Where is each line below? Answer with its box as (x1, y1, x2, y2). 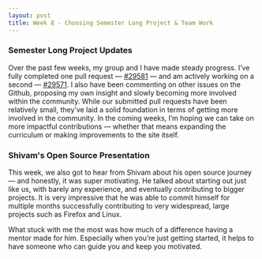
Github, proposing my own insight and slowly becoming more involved (8, 88, 237, 97)
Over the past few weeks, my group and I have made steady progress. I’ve (8, 62, 250, 72)
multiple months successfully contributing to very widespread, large (8, 201, 230, 211)
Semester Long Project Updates (8, 45, 133, 56)
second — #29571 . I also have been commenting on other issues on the (8, 80, 241, 89)
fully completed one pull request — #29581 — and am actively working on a (8, 71, 255, 81)
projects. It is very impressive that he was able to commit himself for (8, 193, 230, 202)
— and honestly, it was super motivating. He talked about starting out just (8, 176, 247, 186)
